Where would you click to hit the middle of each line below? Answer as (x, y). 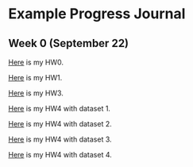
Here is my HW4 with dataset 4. (60, 155)
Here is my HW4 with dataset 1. (60, 109)
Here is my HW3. (36, 93)
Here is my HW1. (35, 78)
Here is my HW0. (36, 62)
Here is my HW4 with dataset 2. (60, 124)
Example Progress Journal (97, 14)
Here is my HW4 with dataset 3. (60, 139)
